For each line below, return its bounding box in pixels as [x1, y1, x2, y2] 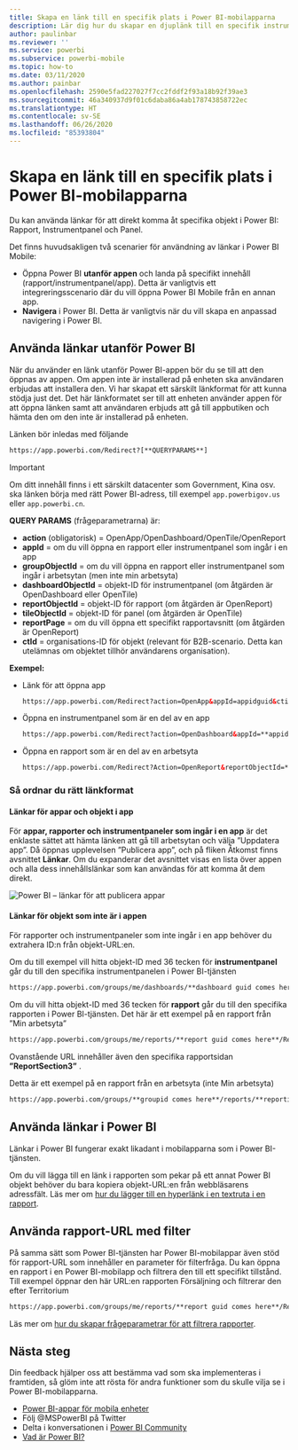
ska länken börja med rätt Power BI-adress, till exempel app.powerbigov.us [9, 489, 281, 499]
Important [9, 462, 45, 473]
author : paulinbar [9, 29, 77, 38]
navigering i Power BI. [21, 315, 103, 325]
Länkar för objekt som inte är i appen [9, 910, 147, 921]
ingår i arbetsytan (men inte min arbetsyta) [21, 569, 179, 581]
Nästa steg [9, 1344, 71, 1359]
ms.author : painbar [9, 79, 82, 88]
